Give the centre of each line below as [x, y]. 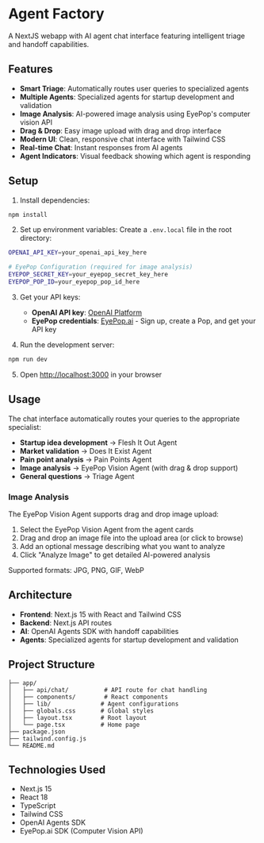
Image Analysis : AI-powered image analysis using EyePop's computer [135, 114]
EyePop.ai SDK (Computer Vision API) [82, 831]
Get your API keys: [50, 297]
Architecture [40, 596]
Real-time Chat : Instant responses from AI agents [101, 147]
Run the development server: [67, 344]
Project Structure [52, 665]
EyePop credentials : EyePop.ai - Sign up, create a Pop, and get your [143, 321]
